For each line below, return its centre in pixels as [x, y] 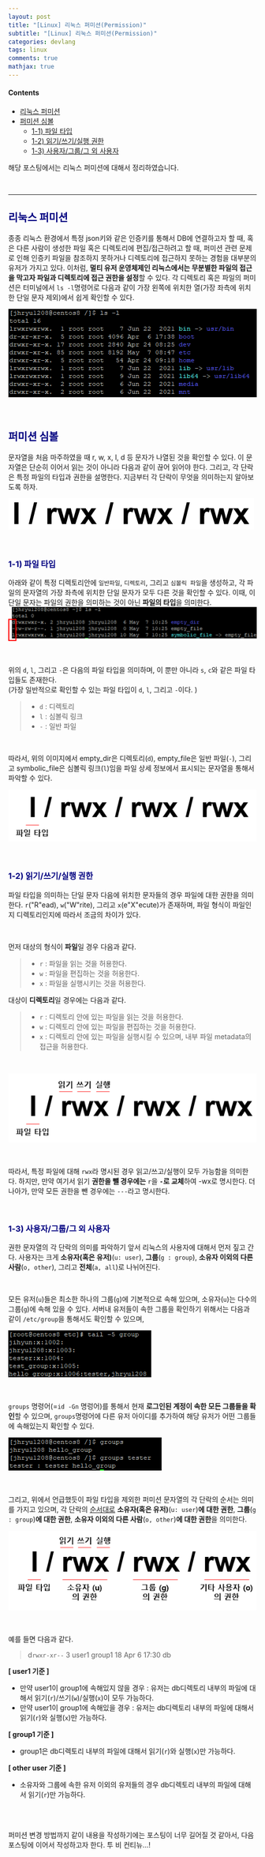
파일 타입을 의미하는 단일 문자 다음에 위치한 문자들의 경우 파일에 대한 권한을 [124, 895]
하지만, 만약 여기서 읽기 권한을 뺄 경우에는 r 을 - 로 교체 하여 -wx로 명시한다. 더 [137, 1181]
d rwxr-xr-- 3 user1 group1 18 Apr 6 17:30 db [99, 1655]
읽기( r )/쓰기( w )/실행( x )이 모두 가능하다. [94, 1698]
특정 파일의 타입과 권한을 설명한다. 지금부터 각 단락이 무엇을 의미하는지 [125, 477]
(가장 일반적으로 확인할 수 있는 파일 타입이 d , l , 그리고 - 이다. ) [103, 689]
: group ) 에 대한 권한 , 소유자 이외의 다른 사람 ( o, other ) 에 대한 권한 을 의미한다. [127, 1519]
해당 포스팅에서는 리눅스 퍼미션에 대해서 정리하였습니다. [93, 168]
